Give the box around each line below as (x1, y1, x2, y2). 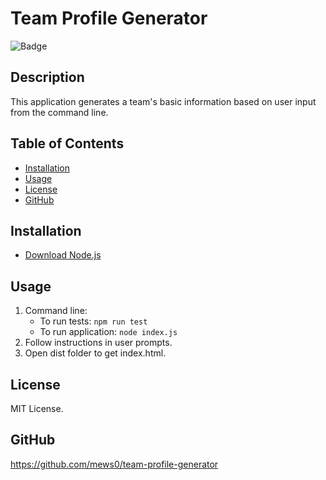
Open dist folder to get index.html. (24, 347, 167, 359)
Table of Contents (10, 135, 125, 152)
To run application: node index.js (39, 326, 178, 338)
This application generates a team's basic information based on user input (10, 95, 317, 107)
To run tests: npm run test (39, 315, 148, 327)
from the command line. (10, 106, 109, 118)
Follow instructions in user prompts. (24, 337, 173, 349)
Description (10, 69, 85, 86)
